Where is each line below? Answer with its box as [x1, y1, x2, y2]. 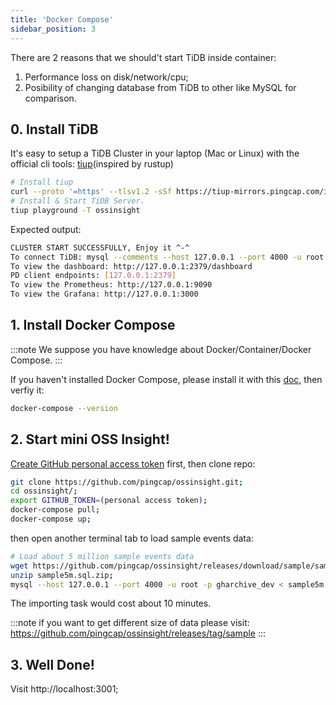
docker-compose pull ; [10, 505, 101, 515]
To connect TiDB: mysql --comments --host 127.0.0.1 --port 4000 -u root [10, 252, 325, 262]
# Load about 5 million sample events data [10, 551, 195, 561]
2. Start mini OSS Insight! [10, 431, 170, 448]
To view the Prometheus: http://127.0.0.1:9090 [10, 280, 213, 290]
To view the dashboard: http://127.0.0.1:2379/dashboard [10, 261, 253, 271]
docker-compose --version [10, 403, 118, 413]
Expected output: [10, 223, 82, 235]
